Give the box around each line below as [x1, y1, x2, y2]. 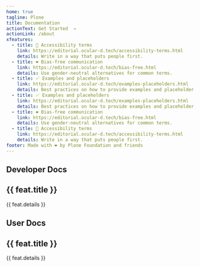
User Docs [6, 218, 46, 228]
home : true [6, 8, 34, 15]
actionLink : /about [6, 31, 55, 37]
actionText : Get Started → [6, 25, 77, 32]
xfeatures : [6, 37, 34, 43]
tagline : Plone [6, 14, 44, 20]
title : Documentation [6, 20, 60, 26]
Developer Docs [6, 165, 68, 175]
